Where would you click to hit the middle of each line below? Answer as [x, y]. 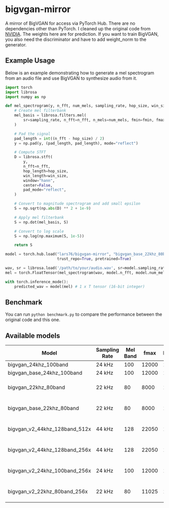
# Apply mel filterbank [39, 217]
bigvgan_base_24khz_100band [45, 373]
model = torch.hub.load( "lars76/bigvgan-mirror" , [58, 254]
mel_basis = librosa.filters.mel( [50, 115]
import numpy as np [26, 97]
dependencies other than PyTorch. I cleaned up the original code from [78, 28]
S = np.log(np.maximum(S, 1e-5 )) [49, 236]
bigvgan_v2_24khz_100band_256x [50, 471]
